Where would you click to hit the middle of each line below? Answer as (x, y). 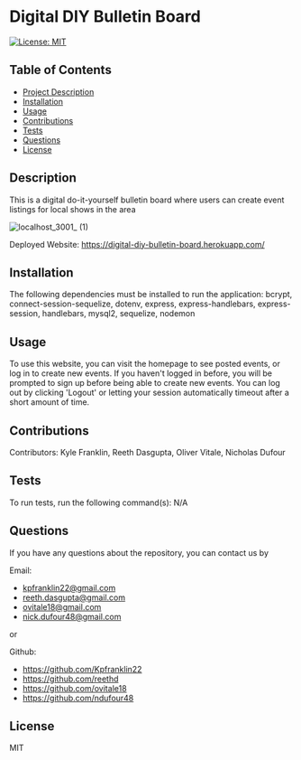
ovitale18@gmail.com (62, 606)
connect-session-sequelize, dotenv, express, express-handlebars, (132, 304)
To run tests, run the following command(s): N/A (99, 502)
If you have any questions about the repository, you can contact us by (139, 552)
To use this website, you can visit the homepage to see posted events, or (145, 364)
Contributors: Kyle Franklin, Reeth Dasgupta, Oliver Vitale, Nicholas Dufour (147, 452)
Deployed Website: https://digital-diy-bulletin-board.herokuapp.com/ (137, 244)
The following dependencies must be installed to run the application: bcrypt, (151, 295)
